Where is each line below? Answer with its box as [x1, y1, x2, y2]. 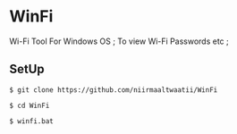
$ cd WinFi [9, 101, 50, 110]
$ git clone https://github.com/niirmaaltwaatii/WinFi [9, 85, 218, 95]
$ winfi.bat [9, 116, 54, 126]
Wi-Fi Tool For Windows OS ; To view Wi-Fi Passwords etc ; [9, 36, 230, 46]
